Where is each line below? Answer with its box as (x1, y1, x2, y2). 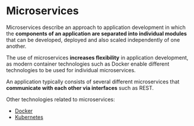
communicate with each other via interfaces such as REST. (6, 84, 154, 91)
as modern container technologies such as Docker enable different (6, 60, 170, 67)
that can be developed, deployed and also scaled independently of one (6, 36, 180, 43)
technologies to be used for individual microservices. (6, 66, 136, 73)
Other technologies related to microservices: (6, 96, 116, 103)
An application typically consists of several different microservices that (6, 78, 180, 85)
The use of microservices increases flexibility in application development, (6, 54, 189, 61)
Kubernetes (14, 114, 43, 121)
